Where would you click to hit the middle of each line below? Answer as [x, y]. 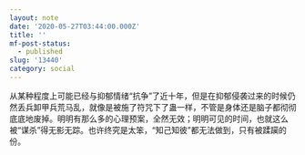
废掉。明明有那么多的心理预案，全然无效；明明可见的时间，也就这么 [161, 119]
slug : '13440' [36, 60]
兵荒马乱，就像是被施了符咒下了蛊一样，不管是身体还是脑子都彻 [168, 107]
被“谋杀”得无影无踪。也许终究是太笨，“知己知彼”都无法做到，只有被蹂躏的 [148, 129]
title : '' [28, 35]
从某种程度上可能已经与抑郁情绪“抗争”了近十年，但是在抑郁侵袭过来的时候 [149, 96]
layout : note [34, 18]
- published [41, 52]
